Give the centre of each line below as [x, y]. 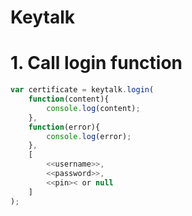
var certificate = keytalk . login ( [82, 90]
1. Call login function [96, 63]
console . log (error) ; [89, 136]
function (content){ [69, 99]
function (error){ [64, 127]
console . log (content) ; [93, 108]
